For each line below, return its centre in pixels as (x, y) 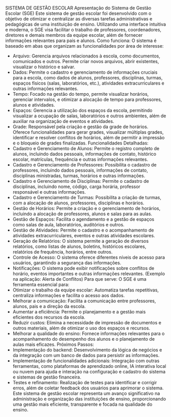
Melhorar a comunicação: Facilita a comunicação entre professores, (84, 301)
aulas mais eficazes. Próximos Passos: (53, 344)
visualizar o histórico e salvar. (44, 67)
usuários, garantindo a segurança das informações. (67, 263)
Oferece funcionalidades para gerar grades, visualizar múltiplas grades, (88, 132)
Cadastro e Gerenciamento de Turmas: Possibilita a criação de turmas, (87, 197)
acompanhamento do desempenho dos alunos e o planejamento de (83, 339)
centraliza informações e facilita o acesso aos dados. (69, 295)
